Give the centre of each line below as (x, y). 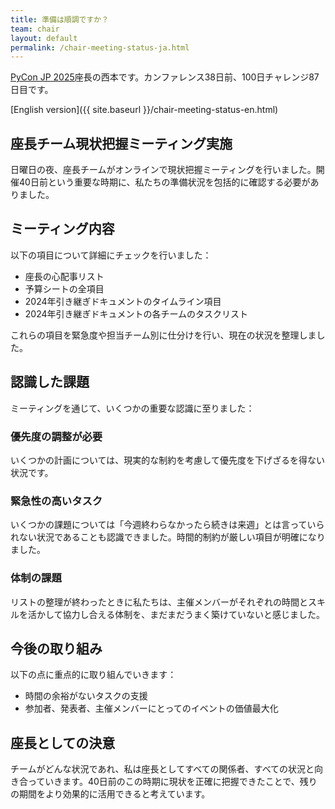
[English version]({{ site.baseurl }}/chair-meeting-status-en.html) (144, 110)
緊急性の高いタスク (56, 501)
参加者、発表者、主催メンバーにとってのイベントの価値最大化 (151, 708)
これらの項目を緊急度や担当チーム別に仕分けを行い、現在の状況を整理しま (163, 335)
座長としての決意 (63, 742)
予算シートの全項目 (64, 288)
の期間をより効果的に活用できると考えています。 (110, 794)
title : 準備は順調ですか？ (60, 19)
